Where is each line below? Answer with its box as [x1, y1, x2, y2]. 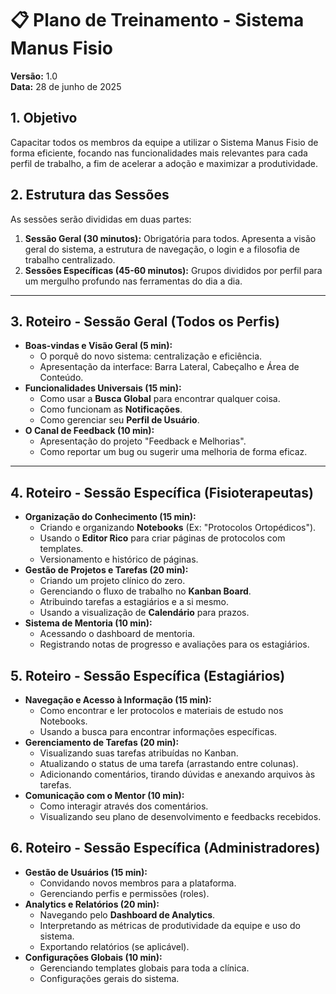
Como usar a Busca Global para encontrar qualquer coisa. [39, 393, 281, 405]
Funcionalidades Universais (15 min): [24, 382, 182, 394]
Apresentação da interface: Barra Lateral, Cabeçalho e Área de [39, 361, 300, 373]
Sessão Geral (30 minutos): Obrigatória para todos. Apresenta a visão [24, 232, 317, 244]
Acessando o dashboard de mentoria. [39, 628, 196, 640]
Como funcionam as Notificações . [39, 403, 183, 416]
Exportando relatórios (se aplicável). [39, 940, 190, 952]
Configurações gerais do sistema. [39, 972, 180, 984]
